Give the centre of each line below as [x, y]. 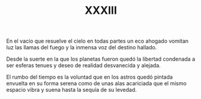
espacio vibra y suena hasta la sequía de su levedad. [71, 90]
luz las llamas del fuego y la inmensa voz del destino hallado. [82, 47]
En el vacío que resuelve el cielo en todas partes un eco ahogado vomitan [97, 41]
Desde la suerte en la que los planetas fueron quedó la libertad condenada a [101, 59]
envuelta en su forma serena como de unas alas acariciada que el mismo [97, 83]
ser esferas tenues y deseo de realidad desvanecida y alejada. [83, 65]
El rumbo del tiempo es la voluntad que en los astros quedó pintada [89, 77]
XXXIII [101, 10]
